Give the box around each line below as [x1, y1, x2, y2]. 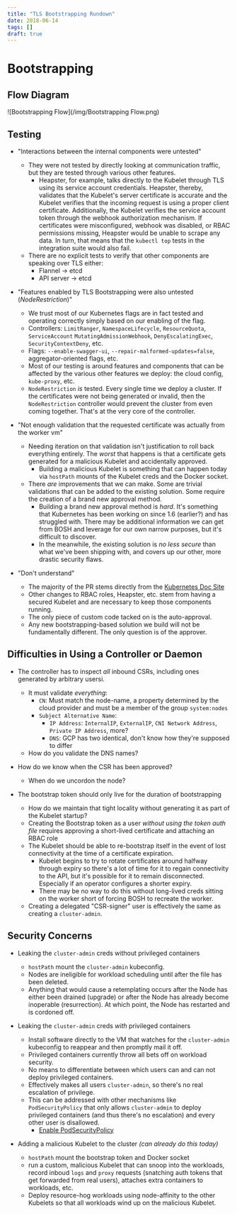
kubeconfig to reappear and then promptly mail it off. [28, 1042, 183, 1051]
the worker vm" [17, 429, 64, 437]
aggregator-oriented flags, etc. [28, 354, 119, 363]
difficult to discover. [38, 533, 97, 541]
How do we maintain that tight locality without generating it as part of [28, 803, 230, 812]
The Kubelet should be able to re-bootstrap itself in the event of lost [28, 841, 226, 850]
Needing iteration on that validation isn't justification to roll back [28, 442, 214, 451]
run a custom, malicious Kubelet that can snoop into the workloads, [28, 1161, 225, 1169]
